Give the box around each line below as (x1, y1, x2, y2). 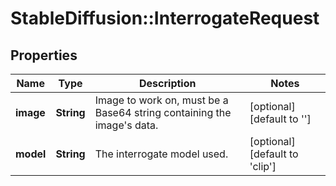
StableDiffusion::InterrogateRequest (10, 7, 320, 30)
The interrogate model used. (94, 147, 229, 161)
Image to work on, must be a (94, 93, 229, 107)
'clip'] (249, 160, 277, 173)
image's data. (94, 118, 159, 132)
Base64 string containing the (94, 106, 232, 119)
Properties (10, 47, 78, 64)
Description (139, 77, 197, 90)
